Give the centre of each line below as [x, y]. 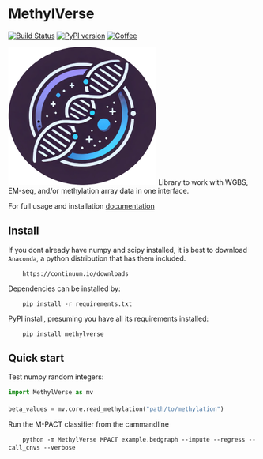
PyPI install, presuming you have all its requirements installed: [109, 318]
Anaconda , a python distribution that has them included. [97, 258]
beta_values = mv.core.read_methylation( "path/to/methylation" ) [116, 409]
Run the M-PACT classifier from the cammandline [89, 424]
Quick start [36, 357]
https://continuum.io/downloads [75, 273]
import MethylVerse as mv [51, 393]
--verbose [60, 447]
